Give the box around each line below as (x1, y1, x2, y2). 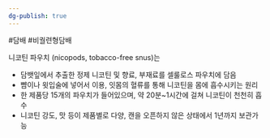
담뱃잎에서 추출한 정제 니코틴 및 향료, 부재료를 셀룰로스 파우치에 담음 (19, 70, 237, 80)
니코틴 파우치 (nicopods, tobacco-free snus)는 (8, 52, 161, 62)
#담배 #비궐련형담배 (8, 35, 72, 45)
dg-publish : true (8, 11, 67, 20)
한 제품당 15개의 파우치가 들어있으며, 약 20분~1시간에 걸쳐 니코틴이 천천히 (19, 90, 254, 100)
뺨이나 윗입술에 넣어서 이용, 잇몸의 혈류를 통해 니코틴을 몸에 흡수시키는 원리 (19, 80, 259, 89)
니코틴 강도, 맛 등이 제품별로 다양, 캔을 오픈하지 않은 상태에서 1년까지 (19, 110, 238, 120)
